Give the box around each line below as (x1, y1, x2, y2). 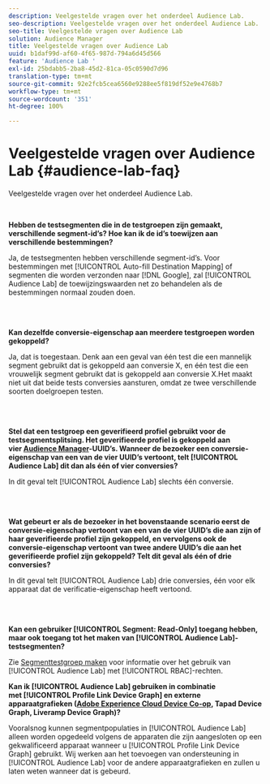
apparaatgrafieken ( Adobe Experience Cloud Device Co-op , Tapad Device (8, 699, 262, 709)
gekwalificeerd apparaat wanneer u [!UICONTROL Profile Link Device (8, 740, 240, 751)
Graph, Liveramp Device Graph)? (8, 708, 122, 717)
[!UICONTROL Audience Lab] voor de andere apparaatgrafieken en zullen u (8, 758, 260, 768)
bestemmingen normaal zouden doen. (8, 287, 135, 297)
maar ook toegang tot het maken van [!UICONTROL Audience (8, 633, 219, 643)
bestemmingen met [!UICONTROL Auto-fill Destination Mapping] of (8, 261, 233, 272)
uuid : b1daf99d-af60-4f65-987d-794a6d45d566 (8, 50, 161, 58)
